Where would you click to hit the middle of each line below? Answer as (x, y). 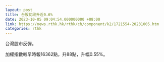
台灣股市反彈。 (21, 44)
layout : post (19, 10)
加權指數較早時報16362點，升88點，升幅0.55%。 (57, 54)
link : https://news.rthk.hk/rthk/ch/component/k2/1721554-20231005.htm (82, 24)
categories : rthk (23, 29)
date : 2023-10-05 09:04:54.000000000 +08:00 (53, 19)
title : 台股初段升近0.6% (29, 15)
